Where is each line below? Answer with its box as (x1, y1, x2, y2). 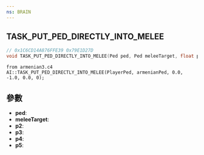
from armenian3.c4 (6, 64, 53, 71)
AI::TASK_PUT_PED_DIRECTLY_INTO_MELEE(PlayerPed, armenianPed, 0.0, (6, 69, 183, 76)
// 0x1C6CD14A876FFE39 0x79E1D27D (6, 47, 94, 53)
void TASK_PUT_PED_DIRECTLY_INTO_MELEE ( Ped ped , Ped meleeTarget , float (6, 53, 194, 60)
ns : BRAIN (6, 9, 32, 15)
